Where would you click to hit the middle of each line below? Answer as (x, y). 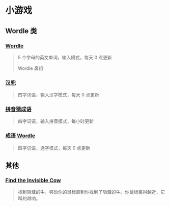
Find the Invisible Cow (33, 181)
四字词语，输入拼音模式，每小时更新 (56, 121)
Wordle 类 (21, 31)
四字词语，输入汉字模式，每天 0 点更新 (58, 95)
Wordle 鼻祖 (30, 68)
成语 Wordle (20, 136)
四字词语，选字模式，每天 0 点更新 (54, 148)
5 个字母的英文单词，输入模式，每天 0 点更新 (65, 57)
